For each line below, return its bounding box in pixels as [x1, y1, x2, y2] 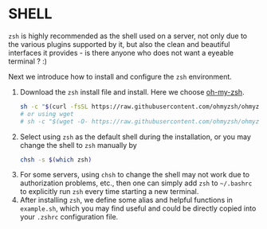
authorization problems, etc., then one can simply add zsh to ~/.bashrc [19, 178, 253, 188]
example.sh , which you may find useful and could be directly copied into [19, 204, 257, 213]
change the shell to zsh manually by [19, 140, 137, 149]
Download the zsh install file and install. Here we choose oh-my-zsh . [19, 87, 245, 96]
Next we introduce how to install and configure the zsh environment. [8, 72, 233, 81]
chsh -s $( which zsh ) [19, 156, 92, 164]
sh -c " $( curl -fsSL [19, 103, 88, 111]
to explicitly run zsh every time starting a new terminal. [19, 187, 199, 196]
